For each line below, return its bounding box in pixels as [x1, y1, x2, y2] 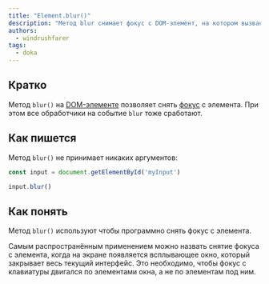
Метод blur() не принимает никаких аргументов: [8, 153, 178, 162]
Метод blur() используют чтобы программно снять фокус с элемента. [8, 226, 252, 236]
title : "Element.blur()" [8, 11, 91, 20]
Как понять [8, 205, 68, 218]
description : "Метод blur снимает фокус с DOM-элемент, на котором [8, 19, 239, 27]
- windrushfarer [15, 34, 70, 42]
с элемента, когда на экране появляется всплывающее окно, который [8, 250, 251, 260]
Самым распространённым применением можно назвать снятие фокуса [8, 242, 260, 251]
